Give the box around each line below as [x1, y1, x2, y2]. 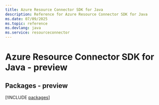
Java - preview [5, 62, 68, 73]
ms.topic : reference [5, 21, 48, 26]
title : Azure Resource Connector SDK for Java [5, 7, 103, 12]
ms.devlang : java [5, 26, 41, 31]
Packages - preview [5, 81, 68, 90]
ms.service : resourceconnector [5, 30, 70, 35]
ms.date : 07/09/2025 [5, 16, 48, 21]
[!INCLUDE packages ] [5, 95, 50, 100]
